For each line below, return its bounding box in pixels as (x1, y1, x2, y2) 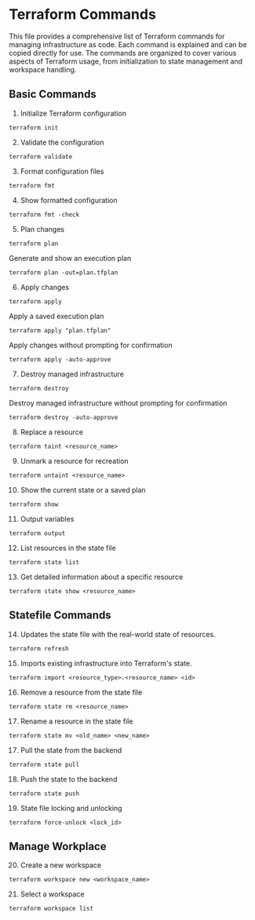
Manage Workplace (9, 839, 107, 853)
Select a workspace (20, 889, 85, 899)
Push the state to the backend (20, 774, 118, 783)
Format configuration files (20, 167, 104, 176)
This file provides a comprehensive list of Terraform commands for (9, 31, 225, 41)
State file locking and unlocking (20, 803, 122, 812)
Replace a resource (20, 427, 83, 437)
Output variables (20, 514, 75, 523)
